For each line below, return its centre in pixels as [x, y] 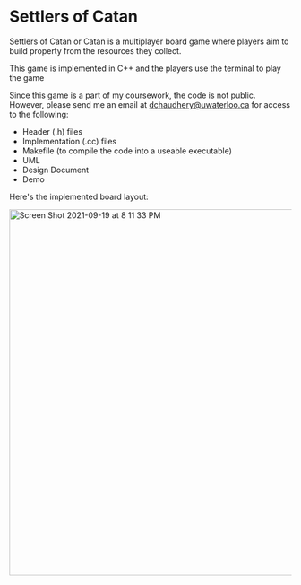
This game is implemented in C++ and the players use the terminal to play [146, 68]
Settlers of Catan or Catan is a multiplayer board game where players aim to [149, 41]
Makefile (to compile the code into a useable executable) [127, 151]
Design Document [56, 170]
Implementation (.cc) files [69, 141]
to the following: [39, 114]
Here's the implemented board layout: [79, 196]
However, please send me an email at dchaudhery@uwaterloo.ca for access [150, 104]
